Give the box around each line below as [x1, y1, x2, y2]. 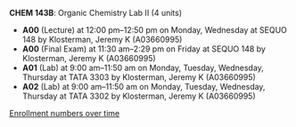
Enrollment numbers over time [9, 108, 120, 118]
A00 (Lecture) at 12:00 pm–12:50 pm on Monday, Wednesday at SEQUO [21, 25, 288, 35]
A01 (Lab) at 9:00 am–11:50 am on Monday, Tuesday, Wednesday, [21, 62, 265, 73]
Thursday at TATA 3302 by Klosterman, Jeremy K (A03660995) [21, 91, 256, 101]
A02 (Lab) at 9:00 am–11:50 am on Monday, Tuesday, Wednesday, [21, 82, 266, 91]
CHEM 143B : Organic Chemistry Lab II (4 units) [9, 8, 183, 18]
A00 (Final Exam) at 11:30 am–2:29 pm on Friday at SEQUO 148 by [21, 44, 266, 54]
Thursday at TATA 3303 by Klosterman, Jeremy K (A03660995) [21, 72, 256, 83]
